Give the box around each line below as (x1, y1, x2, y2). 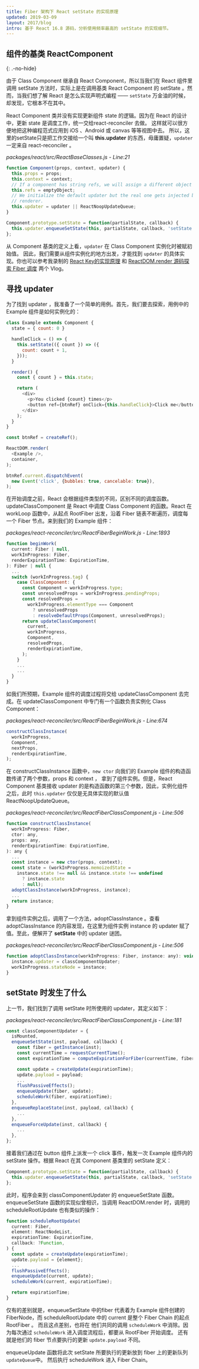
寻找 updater (6, 283, 54, 294)
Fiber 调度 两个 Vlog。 (12, 265, 67, 272)
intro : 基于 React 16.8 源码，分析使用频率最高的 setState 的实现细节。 (6, 25, 172, 31)
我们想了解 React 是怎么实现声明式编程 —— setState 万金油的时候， (21, 92, 189, 99)
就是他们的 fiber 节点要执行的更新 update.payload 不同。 (6, 1336, 144, 1343)
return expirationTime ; (11, 1289, 70, 1295)
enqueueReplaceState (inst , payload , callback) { (11, 1105, 134, 1111)
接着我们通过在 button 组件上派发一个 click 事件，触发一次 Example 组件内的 (6, 1150, 192, 1157)
